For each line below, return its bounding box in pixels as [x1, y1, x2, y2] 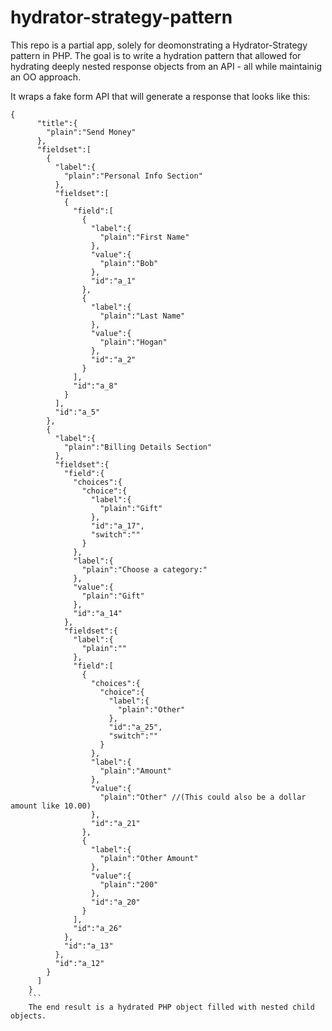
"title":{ [36, 118, 78, 128]
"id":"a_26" [73, 923, 123, 933]
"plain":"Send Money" [46, 127, 137, 137]
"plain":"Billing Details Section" [63, 442, 213, 452]
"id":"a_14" [73, 608, 123, 618]
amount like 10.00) [10, 801, 92, 811]
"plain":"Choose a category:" [81, 564, 208, 575]
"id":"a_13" [63, 941, 114, 951]
